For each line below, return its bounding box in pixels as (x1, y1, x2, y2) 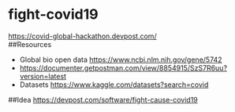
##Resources (8, 39, 52, 49)
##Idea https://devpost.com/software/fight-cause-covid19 (8, 95, 199, 104)
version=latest (19, 71, 67, 81)
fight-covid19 (8, 5, 99, 23)
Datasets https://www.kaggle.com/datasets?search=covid (19, 80, 209, 89)
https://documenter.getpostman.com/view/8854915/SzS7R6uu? (19, 63, 227, 72)
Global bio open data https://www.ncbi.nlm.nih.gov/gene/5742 (19, 55, 222, 64)
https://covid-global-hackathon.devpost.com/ (8, 31, 157, 41)
